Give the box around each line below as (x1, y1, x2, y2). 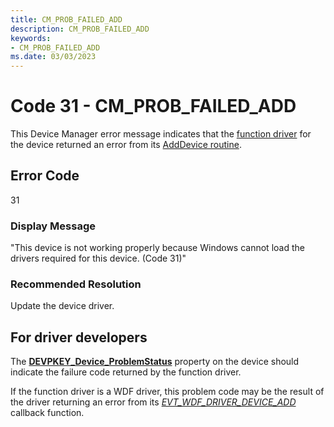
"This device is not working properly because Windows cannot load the (10, 242, 305, 254)
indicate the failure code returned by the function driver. (10, 366, 242, 378)
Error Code (10, 167, 80, 185)
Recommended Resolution (10, 277, 142, 291)
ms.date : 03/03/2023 (10, 52, 97, 62)
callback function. (10, 407, 85, 419)
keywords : (10, 33, 52, 43)
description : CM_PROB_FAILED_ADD (10, 24, 150, 34)
